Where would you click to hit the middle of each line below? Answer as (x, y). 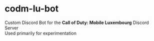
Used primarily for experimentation (41, 33)
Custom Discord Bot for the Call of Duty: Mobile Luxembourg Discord (77, 22)
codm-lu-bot (32, 9)
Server (11, 27)
